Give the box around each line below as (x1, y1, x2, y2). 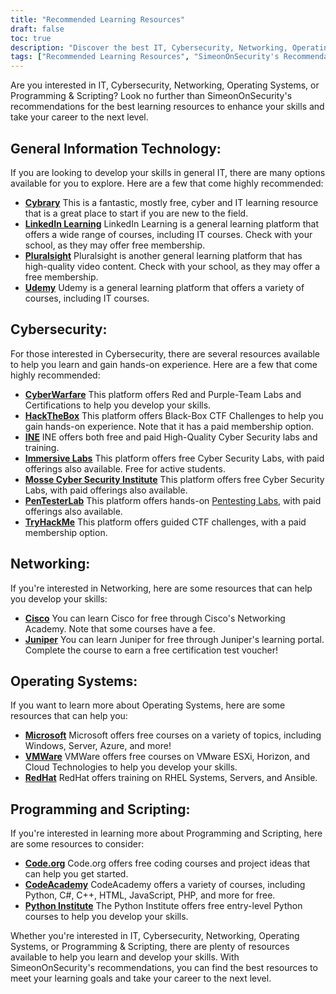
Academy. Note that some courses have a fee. (24, 622, 216, 635)
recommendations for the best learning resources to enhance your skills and (10, 101, 325, 113)
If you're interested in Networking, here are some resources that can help (10, 582, 313, 594)
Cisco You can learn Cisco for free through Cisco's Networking (24, 612, 286, 624)
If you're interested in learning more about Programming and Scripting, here (10, 827, 323, 840)
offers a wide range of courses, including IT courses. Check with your (24, 228, 313, 240)
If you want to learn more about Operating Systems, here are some (10, 699, 286, 711)
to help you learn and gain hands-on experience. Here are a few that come (10, 358, 318, 370)
